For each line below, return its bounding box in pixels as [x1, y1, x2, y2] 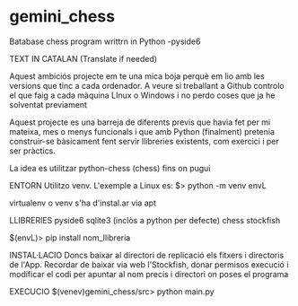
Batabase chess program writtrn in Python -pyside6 [9, 36, 201, 47]
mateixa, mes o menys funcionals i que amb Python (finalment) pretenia [9, 126, 276, 136]
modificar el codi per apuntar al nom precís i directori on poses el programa [9, 268, 289, 279]
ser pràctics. [9, 145, 56, 156]
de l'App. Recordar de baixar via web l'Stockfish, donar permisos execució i [9, 258, 289, 270]
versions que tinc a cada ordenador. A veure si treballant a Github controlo [9, 80, 285, 91]
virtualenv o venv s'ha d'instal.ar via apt [9, 197, 157, 208]
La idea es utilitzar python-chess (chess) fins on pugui [9, 162, 211, 173]
